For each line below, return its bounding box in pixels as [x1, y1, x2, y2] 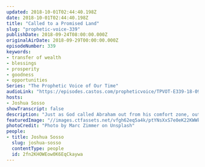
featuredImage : [6, 117, 45, 123]
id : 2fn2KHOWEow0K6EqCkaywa [12, 151, 84, 157]
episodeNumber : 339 [6, 43, 56, 50]
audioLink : [6, 89, 34, 95]
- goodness [6, 72, 34, 78]
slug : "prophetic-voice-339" [6, 26, 81, 32]
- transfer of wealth [6, 54, 62, 61]
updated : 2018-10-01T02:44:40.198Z [6, 9, 97, 15]
